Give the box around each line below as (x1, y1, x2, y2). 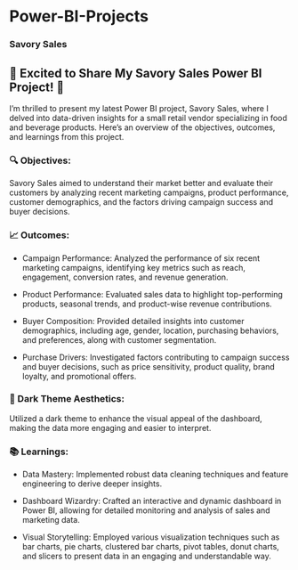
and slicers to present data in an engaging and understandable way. (21, 550, 271, 562)
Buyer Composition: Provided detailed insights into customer (21, 315, 245, 326)
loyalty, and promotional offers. (21, 370, 137, 381)
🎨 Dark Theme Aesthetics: (9, 393, 125, 405)
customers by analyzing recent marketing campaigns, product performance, (9, 187, 289, 198)
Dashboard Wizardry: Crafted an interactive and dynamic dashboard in (21, 496, 282, 507)
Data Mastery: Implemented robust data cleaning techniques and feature (21, 469, 289, 480)
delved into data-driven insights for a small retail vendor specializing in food (9, 112, 287, 123)
